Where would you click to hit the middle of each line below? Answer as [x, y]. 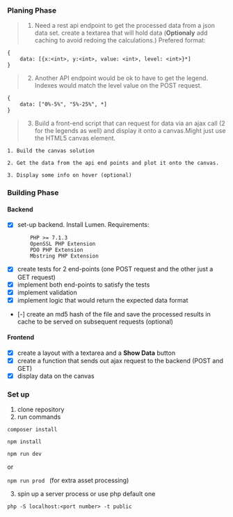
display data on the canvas [56, 376]
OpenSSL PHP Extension [63, 244]
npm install [24, 442]
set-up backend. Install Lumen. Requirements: [83, 225]
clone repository [41, 410]
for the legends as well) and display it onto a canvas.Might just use [130, 131]
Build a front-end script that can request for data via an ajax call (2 [130, 123]
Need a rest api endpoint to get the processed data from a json [125, 26]
